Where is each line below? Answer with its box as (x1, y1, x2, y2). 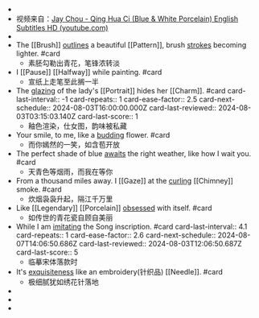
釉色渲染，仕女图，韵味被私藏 (27, 122, 127, 130)
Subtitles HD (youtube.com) (15, 23, 109, 32)
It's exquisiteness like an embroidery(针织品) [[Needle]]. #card (15, 267, 224, 276)
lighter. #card (15, 49, 60, 58)
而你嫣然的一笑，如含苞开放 (27, 140, 121, 149)
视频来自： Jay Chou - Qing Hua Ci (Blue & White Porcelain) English (15, 14, 239, 23)
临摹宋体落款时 (27, 257, 78, 266)
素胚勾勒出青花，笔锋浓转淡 (27, 58, 121, 68)
